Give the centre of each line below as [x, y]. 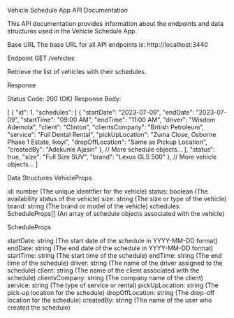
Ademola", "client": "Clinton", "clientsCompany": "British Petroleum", [106, 127]
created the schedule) [39, 308]
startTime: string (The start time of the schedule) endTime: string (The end [115, 255]
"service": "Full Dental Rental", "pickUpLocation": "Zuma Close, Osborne [112, 135]
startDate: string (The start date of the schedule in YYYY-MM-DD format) [112, 241]
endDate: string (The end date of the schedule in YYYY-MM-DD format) [110, 248]
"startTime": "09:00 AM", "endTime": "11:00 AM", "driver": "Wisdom [118, 120]
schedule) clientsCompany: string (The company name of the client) [105, 278]
